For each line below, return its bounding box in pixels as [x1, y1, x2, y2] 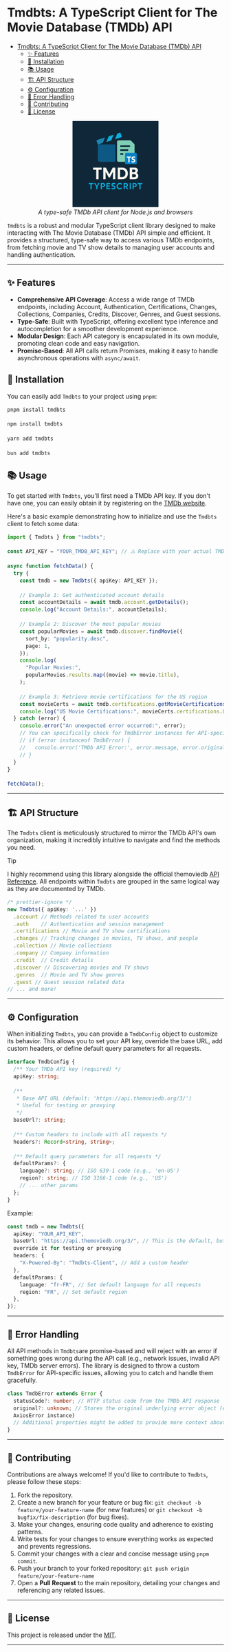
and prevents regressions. [16, 1543, 91, 1550]
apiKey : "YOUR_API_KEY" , [13, 1231, 85, 1237]
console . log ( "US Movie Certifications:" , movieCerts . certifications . [19, 708, 223, 715]
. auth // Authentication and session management [13, 921, 165, 928]
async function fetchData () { [7, 563, 94, 569]
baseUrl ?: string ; [13, 1117, 67, 1124]
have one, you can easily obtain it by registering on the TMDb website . [7, 499, 208, 507]
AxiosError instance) [13, 1412, 76, 1419]
